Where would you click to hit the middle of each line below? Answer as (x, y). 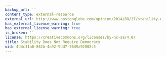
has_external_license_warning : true (43, 28)
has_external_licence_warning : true (43, 24)
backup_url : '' (21, 10)
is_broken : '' (20, 33)
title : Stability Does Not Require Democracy (53, 42)
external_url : (20, 19)
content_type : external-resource (40, 14)
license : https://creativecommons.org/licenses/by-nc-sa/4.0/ (70, 38)
